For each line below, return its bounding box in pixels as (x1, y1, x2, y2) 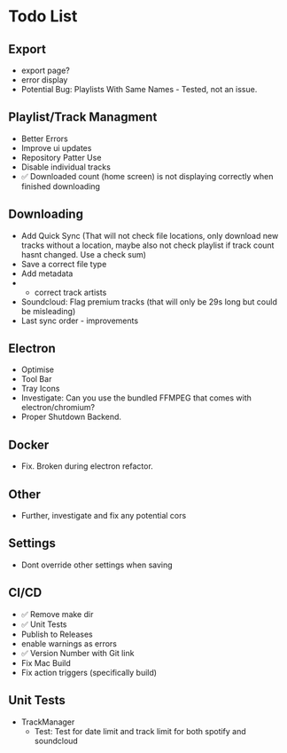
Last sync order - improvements (20, 315, 139, 326)
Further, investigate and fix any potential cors (20, 511, 187, 521)
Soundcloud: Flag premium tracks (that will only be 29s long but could (20, 296, 278, 307)
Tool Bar (20, 374, 52, 384)
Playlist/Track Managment (8, 109, 158, 125)
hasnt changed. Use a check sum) (20, 249, 147, 259)
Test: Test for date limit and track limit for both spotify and (34, 725, 247, 736)
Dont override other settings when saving (20, 559, 174, 570)
